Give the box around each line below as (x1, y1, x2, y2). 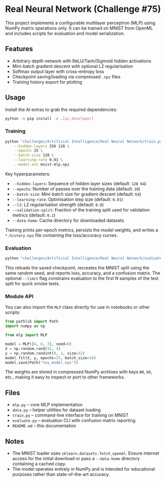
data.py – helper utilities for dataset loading (12, 407, 101, 413)
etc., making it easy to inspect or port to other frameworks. (5, 374, 125, 380)
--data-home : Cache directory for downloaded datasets (12, 217, 124, 223)
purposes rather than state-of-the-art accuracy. (12, 472, 110, 478)
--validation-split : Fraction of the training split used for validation (12, 207, 150, 213)
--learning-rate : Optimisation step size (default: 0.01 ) (12, 196, 124, 202)
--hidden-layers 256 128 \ (14, 144, 70, 149)
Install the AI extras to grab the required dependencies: (5, 107, 118, 112)
